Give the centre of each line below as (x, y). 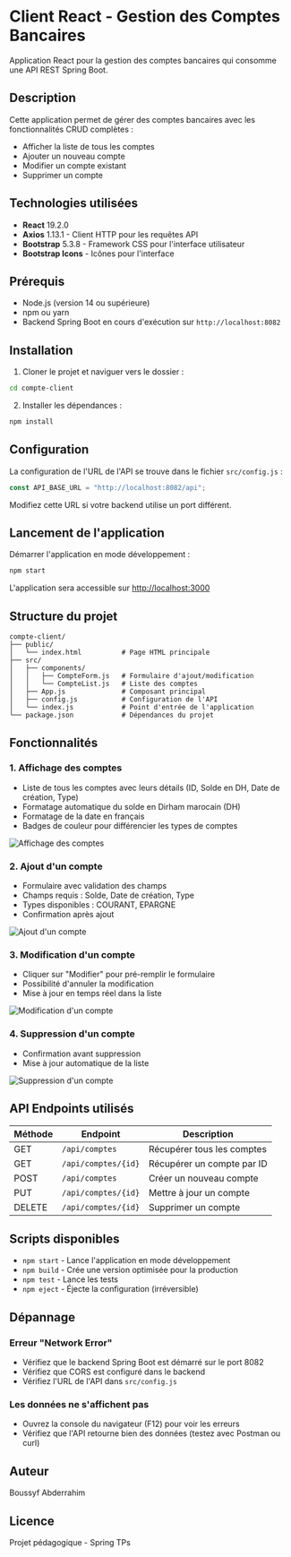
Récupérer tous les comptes (207, 1148)
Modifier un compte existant (74, 165)
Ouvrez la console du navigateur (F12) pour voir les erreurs (131, 1424)
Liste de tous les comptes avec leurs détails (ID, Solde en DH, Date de (151, 787)
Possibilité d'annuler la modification (88, 984)
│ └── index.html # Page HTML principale (110, 653)
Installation (41, 350)
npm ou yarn (46, 313)
